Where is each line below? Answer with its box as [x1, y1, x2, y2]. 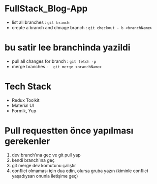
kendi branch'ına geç [11, 157, 55, 163]
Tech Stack [4, 81, 52, 92]
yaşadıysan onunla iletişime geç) [11, 173, 78, 179]
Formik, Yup [11, 107, 36, 114]
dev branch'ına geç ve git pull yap [11, 152, 81, 158]
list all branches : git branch [11, 19, 70, 25]
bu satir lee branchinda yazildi [4, 42, 131, 53]
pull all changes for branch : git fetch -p [11, 58, 96, 64]
